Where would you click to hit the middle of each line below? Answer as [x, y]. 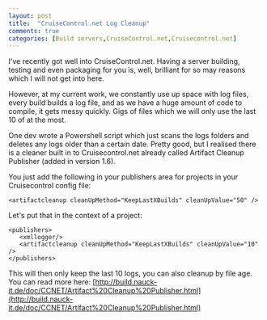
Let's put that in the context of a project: [76, 216]
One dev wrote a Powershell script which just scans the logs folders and [129, 136]
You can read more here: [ [52, 282]
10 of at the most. [37, 120]
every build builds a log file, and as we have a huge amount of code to [125, 103]
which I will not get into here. [57, 78]
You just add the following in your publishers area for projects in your [123, 177]
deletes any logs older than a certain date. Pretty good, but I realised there [132, 144]
